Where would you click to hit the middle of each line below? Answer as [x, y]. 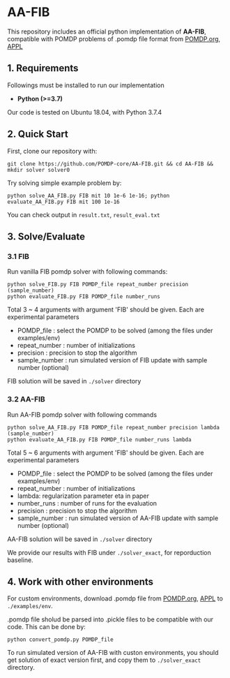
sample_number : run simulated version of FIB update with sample [112, 360]
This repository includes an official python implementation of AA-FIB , [107, 31]
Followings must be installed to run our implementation [86, 85]
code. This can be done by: [46, 627]
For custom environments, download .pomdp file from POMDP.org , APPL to [115, 598]
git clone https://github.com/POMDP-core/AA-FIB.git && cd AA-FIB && [110, 164]
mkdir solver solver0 [39, 170]
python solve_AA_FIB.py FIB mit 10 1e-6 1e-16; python [89, 196]
